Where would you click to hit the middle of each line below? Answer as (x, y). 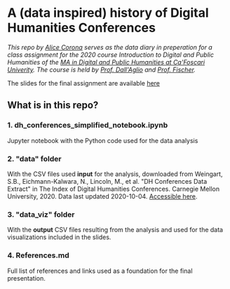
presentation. (26, 278)
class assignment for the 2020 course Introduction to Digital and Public (110, 55)
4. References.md (38, 255)
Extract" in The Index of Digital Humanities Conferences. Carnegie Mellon (114, 189)
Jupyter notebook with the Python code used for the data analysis (103, 140)
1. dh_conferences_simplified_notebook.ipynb (88, 126)
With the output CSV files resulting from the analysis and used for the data (115, 230)
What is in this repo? (53, 106)
